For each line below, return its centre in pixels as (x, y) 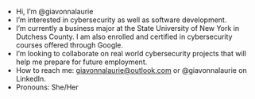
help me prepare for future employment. (81, 62)
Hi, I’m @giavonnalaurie (54, 11)
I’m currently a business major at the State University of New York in (127, 28)
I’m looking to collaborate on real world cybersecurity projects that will (131, 53)
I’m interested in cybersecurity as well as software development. (121, 20)
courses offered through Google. (70, 45)
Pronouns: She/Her (47, 87)
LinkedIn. (31, 79)
